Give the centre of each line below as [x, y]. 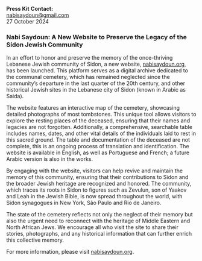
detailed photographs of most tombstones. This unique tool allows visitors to [101, 115]
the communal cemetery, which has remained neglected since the [88, 77]
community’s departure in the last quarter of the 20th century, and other [96, 83]
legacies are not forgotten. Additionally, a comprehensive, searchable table [99, 127]
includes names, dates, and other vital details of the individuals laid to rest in [101, 134]
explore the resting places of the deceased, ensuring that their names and [98, 121]
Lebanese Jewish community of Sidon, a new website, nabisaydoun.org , [96, 64]
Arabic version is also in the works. [50, 159]
